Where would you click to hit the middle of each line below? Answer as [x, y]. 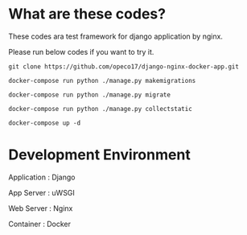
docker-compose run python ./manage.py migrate [90, 95]
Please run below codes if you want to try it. [81, 52]
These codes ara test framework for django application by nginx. [116, 36]
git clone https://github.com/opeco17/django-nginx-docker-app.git [124, 66]
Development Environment [99, 155]
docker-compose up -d [45, 123]
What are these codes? [87, 14]
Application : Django [42, 177]
